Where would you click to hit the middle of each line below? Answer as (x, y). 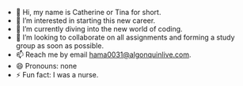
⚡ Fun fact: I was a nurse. (57, 75)
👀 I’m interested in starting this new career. (85, 21)
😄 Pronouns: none (46, 66)
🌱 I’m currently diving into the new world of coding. (99, 29)
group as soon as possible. (60, 46)
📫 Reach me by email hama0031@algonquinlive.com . (103, 54)
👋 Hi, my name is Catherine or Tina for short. (88, 12)
